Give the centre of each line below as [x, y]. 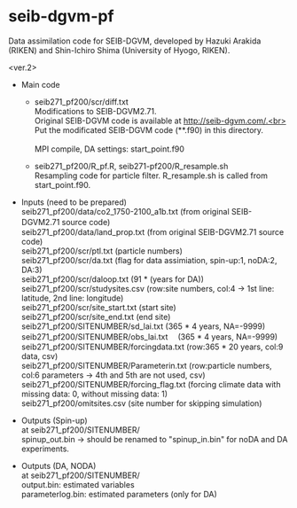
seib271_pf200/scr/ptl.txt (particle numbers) [102, 251]
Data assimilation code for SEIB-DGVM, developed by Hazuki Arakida [135, 41]
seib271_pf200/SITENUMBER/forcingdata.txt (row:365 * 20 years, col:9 [152, 347]
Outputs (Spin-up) [54, 420]
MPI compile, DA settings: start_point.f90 [109, 149]
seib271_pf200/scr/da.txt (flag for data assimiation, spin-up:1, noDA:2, [149, 260]
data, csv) [39, 356]
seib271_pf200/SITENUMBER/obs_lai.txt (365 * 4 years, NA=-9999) [149, 336]
